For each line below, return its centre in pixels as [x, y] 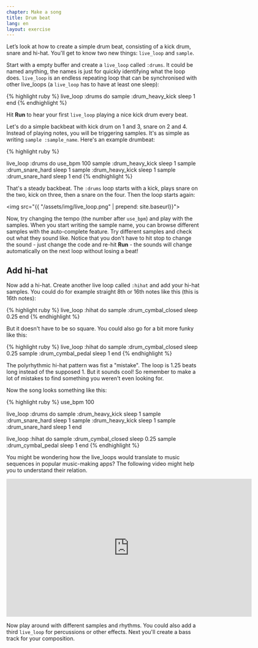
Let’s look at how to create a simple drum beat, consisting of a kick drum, [99, 47]
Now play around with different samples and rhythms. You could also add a [101, 625]
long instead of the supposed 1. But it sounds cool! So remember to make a [101, 372]
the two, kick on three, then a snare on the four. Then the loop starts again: [101, 195]
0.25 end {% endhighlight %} [43, 317]
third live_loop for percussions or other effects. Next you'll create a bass [99, 632]
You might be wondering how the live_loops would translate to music [93, 457]
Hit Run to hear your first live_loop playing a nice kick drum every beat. [97, 115]
